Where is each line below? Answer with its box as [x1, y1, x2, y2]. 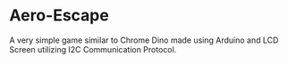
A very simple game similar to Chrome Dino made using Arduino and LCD [9, 35, 279, 45]
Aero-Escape [9, 5, 109, 26]
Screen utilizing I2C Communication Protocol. [9, 44, 177, 54]
